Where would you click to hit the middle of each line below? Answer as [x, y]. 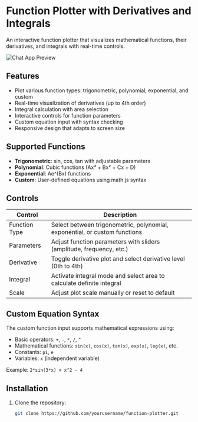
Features [23, 76]
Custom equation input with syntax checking [69, 122]
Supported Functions [46, 147]
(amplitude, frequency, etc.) [90, 249]
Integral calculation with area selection [62, 109]
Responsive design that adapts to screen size [70, 128]
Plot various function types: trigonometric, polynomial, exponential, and [101, 90]
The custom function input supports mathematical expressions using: [90, 328]
